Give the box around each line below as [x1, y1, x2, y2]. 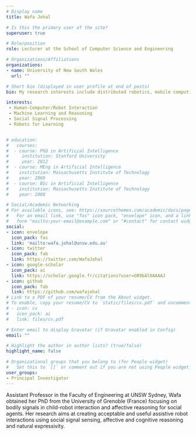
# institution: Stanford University [6, 153, 106, 159]
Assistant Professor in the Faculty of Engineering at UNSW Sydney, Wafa [6, 391, 181, 398]
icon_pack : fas [11, 235, 48, 241]
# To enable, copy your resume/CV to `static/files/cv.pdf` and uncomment [6, 300, 192, 306]
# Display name [6, 8, 43, 15]
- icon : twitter [6, 245, 45, 252]
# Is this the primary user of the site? [6, 25, 108, 30]
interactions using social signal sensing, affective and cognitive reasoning [6, 416, 184, 423]
